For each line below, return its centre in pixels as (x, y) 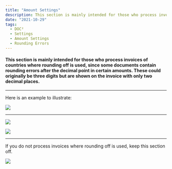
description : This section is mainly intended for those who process (81, 15)
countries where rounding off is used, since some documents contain (81, 65)
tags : (11, 24)
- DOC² (17, 29)
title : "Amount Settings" (33, 10)
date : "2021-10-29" (26, 19)
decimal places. (23, 81)
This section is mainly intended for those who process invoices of (77, 60)
